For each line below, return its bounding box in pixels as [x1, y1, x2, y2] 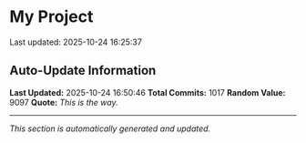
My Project [9, 6, 94, 27]
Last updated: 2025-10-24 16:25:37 [9, 36, 143, 47]
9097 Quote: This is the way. [9, 97, 118, 107]
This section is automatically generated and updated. [9, 123, 211, 134]
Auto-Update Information [9, 63, 157, 78]
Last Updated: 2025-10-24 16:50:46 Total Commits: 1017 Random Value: [9, 87, 286, 97]
